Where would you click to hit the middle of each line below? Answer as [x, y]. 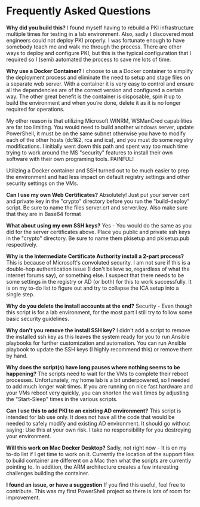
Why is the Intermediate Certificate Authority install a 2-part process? [95, 256]
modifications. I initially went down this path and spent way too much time [97, 146]
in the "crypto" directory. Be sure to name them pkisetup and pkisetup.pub [98, 238]
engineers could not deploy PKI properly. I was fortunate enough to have [96, 40]
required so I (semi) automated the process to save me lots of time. [89, 59]
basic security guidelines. [38, 318]
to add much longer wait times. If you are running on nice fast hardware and [99, 386]
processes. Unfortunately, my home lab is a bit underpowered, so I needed [98, 380]
